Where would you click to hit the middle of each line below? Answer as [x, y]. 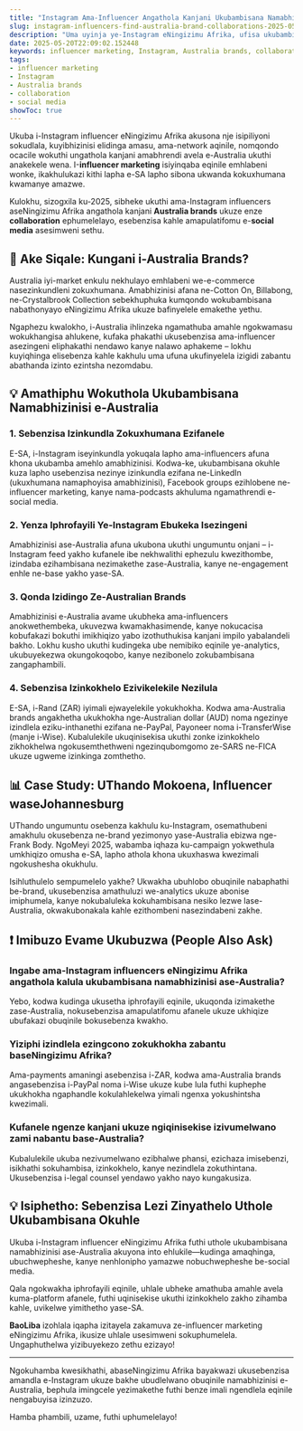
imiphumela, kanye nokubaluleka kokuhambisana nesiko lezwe [125, 901]
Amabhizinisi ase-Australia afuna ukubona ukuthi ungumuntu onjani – [138, 545]
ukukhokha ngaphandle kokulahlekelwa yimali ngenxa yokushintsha [135, 1095]
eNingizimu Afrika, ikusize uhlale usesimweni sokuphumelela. [124, 1334]
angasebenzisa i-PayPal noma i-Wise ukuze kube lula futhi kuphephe [138, 1085]
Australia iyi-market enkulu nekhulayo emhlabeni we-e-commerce [132, 280]
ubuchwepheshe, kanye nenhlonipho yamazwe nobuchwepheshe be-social [150, 1261]
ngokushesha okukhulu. [54, 864]
